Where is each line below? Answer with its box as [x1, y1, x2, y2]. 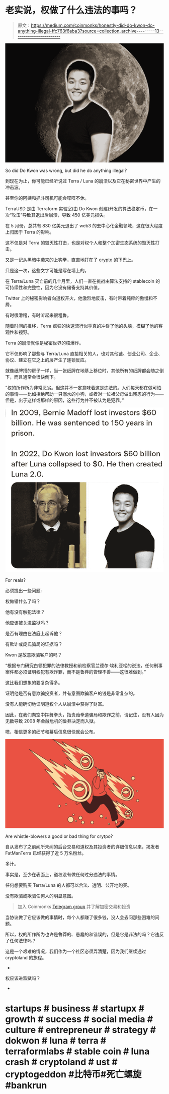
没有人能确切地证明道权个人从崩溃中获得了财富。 [5, 701, 107, 707]
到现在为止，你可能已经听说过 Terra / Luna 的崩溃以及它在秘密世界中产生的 [5, 177, 161, 184]
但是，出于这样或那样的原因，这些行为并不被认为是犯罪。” [5, 397, 124, 403]
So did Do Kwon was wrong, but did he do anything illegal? [5, 167, 127, 173]
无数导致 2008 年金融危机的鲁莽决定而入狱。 [5, 718, 98, 724]
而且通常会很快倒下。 [14, 374, 58, 380]
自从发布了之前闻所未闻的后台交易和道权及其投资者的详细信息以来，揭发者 [5, 844, 159, 850]
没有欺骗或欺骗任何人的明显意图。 [5, 893, 76, 899]
